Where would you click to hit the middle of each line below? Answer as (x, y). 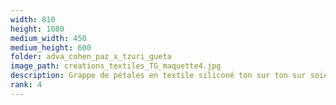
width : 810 (33, 19)
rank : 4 (26, 85)
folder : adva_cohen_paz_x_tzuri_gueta (91, 57)
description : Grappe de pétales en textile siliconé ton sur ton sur (158, 76)
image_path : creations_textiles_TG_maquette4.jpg (116, 66)
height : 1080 (37, 29)
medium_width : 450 (48, 38)
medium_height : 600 (51, 47)
